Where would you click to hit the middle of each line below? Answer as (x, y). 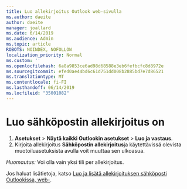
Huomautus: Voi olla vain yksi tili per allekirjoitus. (65, 162)
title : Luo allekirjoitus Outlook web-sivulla (64, 11)
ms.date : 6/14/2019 (30, 33)
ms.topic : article (28, 44)
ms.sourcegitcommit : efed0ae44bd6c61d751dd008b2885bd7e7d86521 (85, 71)
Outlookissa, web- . (29, 180)
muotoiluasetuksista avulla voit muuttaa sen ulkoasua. (79, 150)
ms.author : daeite (28, 17)
